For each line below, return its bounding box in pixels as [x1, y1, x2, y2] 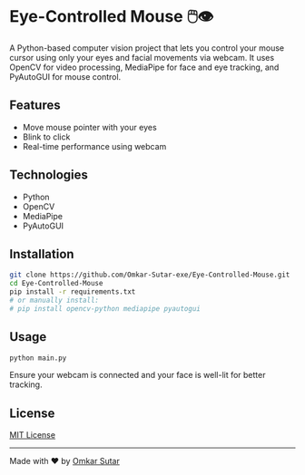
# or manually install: [9, 296, 100, 305]
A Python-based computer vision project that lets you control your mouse [9, 42, 284, 53]
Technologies [9, 168, 89, 183]
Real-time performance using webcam [22, 141, 167, 151]
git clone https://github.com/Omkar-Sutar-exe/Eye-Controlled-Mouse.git [9, 270, 290, 280]
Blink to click [22, 131, 71, 142]
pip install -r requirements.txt [9, 287, 136, 296]
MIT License [9, 430, 56, 441]
